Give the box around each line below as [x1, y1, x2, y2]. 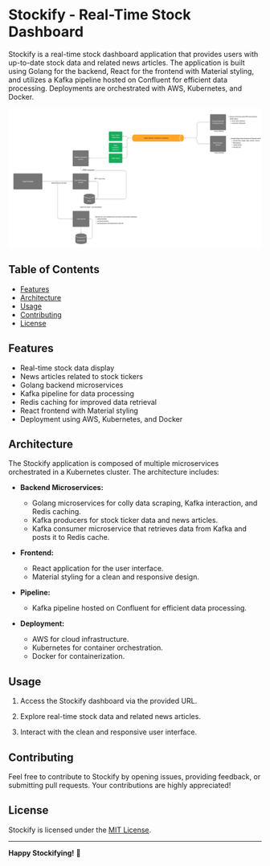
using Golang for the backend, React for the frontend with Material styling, [8, 66, 255, 76]
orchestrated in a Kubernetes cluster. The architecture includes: [8, 468, 219, 477]
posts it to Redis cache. [31, 533, 110, 542]
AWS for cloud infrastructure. [31, 635, 129, 644]
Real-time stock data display [19, 363, 115, 373]
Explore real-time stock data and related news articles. [19, 712, 201, 721]
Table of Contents [8, 263, 100, 276]
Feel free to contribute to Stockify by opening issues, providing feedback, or [8, 772, 261, 782]
